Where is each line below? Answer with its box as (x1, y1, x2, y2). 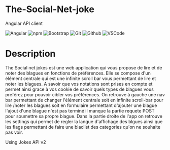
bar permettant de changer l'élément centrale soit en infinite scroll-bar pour (5, 97, 164, 103)
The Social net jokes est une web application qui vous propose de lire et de (5, 64, 162, 70)
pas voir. (5, 129, 23, 135)
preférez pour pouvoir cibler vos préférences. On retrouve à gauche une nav (5, 91, 165, 97)
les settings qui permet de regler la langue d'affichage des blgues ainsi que (5, 118, 163, 125)
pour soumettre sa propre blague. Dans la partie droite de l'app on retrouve (5, 113, 162, 119)
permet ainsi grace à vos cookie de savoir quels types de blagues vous (5, 86, 154, 92)
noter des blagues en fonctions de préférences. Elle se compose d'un (5, 70, 151, 76)
